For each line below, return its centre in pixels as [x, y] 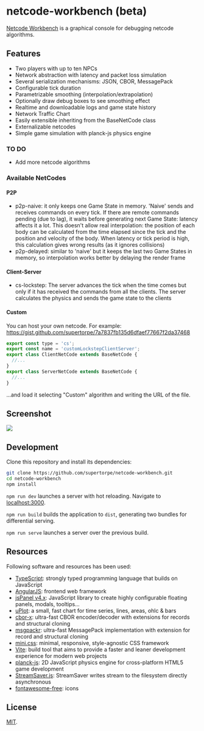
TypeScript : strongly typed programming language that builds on [96, 578]
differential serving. [31, 521]
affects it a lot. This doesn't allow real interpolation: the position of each [105, 225]
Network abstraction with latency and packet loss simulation [91, 75]
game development [39, 669]
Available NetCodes [36, 178]
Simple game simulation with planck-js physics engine [83, 133]
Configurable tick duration [48, 88]
